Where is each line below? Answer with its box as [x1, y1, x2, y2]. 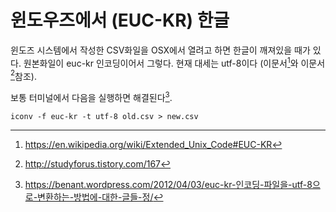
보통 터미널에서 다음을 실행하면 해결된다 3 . [10, 90, 173, 103]
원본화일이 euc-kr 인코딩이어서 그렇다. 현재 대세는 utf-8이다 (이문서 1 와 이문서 [23, 55, 326, 69]
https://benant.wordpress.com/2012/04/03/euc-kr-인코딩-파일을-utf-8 [24, 178, 313, 190]
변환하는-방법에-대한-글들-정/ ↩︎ [37, 191, 164, 203]
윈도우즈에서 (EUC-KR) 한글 [10, 9, 230, 32]
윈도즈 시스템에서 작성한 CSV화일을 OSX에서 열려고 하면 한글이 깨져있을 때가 [10, 44, 311, 56]
